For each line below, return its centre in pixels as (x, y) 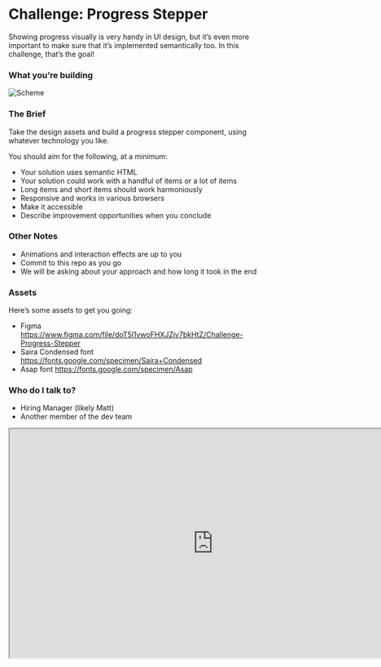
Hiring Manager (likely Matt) (67, 408)
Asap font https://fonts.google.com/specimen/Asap (106, 369)
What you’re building (51, 75)
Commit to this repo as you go (71, 262)
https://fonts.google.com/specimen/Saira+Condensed (111, 361)
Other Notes (33, 236)
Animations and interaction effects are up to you (101, 254)
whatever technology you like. (59, 140)
